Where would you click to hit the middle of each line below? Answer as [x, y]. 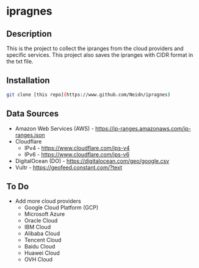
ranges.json [30, 135]
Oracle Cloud [41, 220]
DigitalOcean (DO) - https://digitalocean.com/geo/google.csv [92, 161]
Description [29, 34]
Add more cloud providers [48, 201]
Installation [28, 81]
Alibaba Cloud [42, 234]
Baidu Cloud [40, 247]
